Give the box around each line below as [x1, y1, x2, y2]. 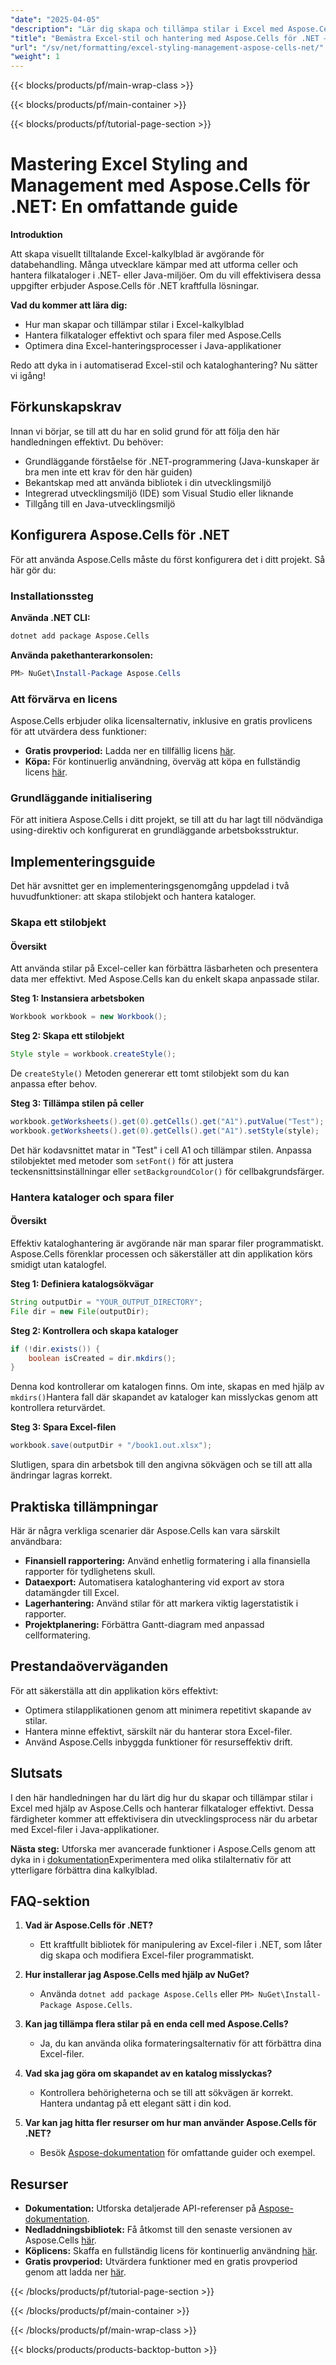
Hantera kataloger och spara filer [10, 1190, 175, 1204]
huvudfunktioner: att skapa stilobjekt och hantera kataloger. [10, 891, 257, 903]
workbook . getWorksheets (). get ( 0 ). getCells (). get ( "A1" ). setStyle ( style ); [10, 1126, 320, 1136]
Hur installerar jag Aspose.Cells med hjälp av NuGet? [24, 1969, 250, 1981]
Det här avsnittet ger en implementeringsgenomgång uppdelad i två [10, 880, 290, 892]
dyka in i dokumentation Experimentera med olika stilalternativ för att [10, 1853, 292, 1865]
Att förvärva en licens [10, 692, 118, 706]
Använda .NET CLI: [10, 611, 91, 623]
